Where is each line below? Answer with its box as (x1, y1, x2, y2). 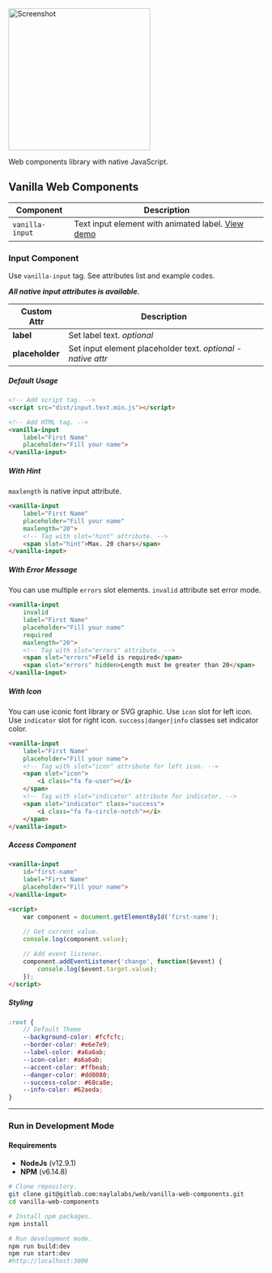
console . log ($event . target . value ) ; (37, 965, 158, 973)
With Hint (8, 465, 41, 475)
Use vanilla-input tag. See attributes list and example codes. (8, 271, 215, 281)
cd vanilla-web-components (8, 1198, 100, 1207)
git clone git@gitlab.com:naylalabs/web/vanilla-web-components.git (8, 1190, 244, 1198)
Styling (8, 997, 34, 1008)
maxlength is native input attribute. (8, 486, 122, 496)
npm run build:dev (8, 1242, 70, 1250)
